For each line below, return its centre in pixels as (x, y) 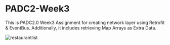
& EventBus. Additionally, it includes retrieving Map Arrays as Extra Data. (81, 27)
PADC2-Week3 (37, 9)
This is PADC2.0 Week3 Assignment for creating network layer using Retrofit (85, 22)
